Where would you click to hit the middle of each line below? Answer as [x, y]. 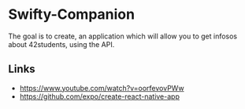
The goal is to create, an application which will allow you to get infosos [123, 36]
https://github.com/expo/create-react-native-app [99, 96]
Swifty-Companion [72, 15]
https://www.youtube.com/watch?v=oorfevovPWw [102, 88]
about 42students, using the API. [61, 44]
